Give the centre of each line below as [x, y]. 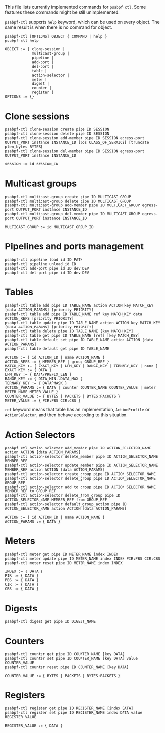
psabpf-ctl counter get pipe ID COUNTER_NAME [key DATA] [65, 654]
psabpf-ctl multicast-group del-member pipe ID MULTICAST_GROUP [73, 214]
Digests [21, 608]
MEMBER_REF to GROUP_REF [31, 491]
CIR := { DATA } [22, 584]
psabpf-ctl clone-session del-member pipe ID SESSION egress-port [75, 151]
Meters [20, 541]
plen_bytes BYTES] [24, 147]
